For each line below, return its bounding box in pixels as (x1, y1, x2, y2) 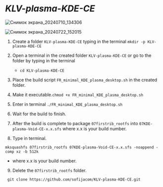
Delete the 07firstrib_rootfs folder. (12, 167, 87, 173)
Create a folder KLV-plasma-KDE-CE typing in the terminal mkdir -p (12, 38, 146, 45)
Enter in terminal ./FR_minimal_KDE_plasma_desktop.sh (12, 101, 123, 107)
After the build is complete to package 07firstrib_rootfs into (12, 120, 138, 126)
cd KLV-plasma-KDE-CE (19, 68, 64, 73)
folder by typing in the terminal (12, 57, 75, 63)
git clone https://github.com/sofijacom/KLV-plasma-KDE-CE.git (7, 177, 141, 182)
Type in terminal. (12, 135, 47, 141)
